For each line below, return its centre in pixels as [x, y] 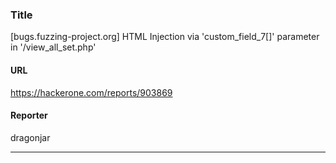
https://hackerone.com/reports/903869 [91, 92]
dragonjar [30, 137]
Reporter [29, 115]
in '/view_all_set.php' [53, 47]
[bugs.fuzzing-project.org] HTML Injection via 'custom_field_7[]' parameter [165, 37]
